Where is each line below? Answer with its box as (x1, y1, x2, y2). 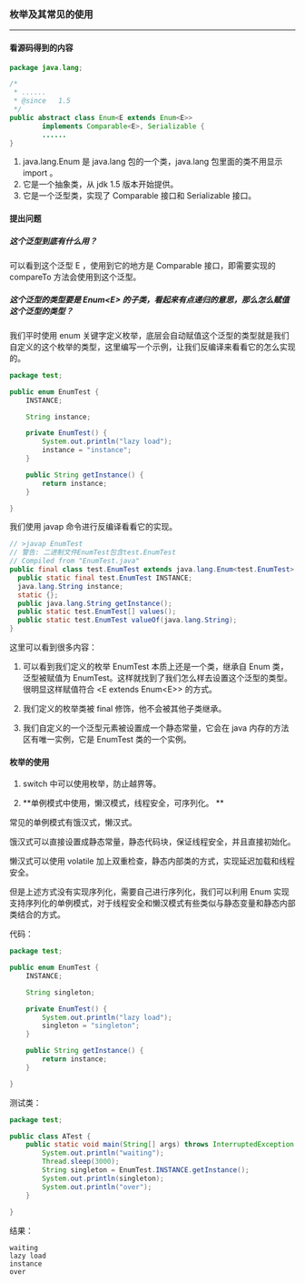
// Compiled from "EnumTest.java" (9, 557, 141, 566)
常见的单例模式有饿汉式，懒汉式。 (9, 817, 137, 828)
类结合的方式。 (9, 909, 65, 920)
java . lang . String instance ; (17, 581, 124, 591)
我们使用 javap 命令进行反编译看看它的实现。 (9, 521, 178, 532)
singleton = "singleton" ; (42, 1021, 141, 1030)
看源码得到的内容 (9, 42, 74, 53)
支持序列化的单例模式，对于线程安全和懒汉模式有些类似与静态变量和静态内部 (9, 898, 296, 909)
